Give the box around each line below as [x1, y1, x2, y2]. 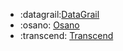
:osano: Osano [19, 19, 80, 31]
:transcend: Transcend [19, 30, 114, 41]
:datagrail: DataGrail [19, 9, 100, 20]
